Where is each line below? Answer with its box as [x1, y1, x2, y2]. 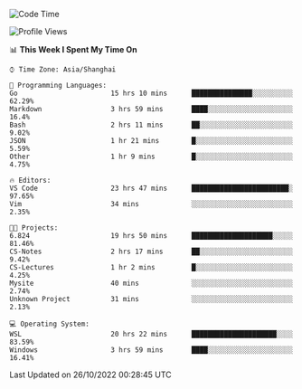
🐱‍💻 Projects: [9, 223, 59, 232]
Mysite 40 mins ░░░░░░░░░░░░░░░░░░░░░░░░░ [9, 279, 294, 288]
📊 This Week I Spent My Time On [9, 44, 137, 54]
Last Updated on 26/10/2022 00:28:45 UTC [9, 369, 172, 380]
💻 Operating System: [9, 319, 90, 328]
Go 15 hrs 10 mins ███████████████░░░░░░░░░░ [9, 89, 294, 98]
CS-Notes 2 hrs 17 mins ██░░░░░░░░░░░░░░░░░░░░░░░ [9, 247, 294, 256]
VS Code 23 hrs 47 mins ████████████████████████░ [9, 184, 294, 193]
